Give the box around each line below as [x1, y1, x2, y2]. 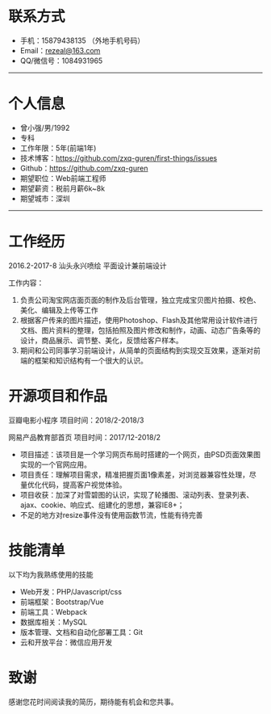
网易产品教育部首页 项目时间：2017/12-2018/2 [8, 432, 161, 442]
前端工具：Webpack [19, 607, 87, 616]
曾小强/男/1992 [19, 123, 70, 132]
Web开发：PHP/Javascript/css [19, 586, 123, 596]
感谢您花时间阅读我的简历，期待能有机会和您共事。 [8, 696, 178, 707]
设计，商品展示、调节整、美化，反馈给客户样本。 [19, 335, 183, 345]
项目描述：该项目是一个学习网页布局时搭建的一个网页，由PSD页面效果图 [19, 449, 261, 459]
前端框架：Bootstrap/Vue [19, 597, 105, 607]
